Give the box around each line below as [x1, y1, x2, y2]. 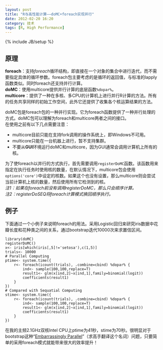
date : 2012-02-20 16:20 [5, 16, 54, 21]
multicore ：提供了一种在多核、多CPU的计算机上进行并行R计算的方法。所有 [5, 93, 157, 98]
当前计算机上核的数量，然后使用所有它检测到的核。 [5, 179, 108, 185]
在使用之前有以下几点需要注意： [5, 121, 70, 127]
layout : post [5, 7, 32, 12]
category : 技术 [5, 21, 35, 26]
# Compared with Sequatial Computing [5, 288, 82, 293]
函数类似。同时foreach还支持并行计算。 [5, 80, 85, 86]
